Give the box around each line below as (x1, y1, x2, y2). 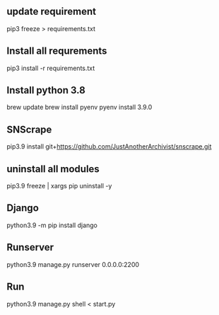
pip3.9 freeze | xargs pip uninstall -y (6, 182, 112, 190)
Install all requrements (6, 45, 107, 57)
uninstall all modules (6, 163, 100, 175)
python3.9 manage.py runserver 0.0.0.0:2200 (6, 260, 139, 268)
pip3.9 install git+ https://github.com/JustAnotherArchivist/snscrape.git (6, 142, 212, 151)
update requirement (6, 6, 97, 18)
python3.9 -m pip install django (6, 221, 98, 229)
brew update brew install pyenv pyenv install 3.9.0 (6, 103, 153, 112)
